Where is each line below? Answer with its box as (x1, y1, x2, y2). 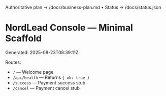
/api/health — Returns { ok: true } (12, 74, 90, 80)
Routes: (5, 59, 21, 65)
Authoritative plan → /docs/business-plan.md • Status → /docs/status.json (5, 5, 161, 10)
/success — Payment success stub (12, 79, 85, 85)
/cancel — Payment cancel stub (12, 85, 80, 91)
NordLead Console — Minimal (5, 22, 133, 33)
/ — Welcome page (12, 69, 54, 75)
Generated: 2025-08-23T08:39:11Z (5, 49, 79, 55)
